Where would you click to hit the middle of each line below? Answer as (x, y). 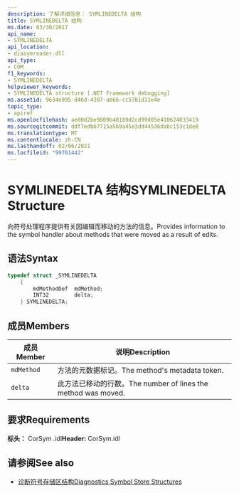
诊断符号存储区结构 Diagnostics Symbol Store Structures (100, 482)
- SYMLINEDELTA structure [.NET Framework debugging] (89, 93)
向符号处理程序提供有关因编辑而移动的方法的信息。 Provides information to (116, 226)
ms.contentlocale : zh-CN (44, 139)
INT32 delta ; (63, 295)
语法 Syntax (33, 259)
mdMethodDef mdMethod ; (68, 289)
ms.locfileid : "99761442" (46, 153)
